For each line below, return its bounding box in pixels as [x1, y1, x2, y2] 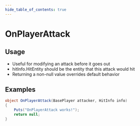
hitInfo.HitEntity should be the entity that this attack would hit [12, 66, 135, 72]
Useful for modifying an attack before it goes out [12, 61, 111, 67]
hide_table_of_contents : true [5, 7, 67, 12]
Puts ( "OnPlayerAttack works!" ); [14, 107, 80, 113]
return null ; [14, 112, 40, 117]
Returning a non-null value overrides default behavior [12, 71, 120, 77]
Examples [5, 85, 36, 94]
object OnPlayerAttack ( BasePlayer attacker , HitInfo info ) [5, 99, 128, 103]
